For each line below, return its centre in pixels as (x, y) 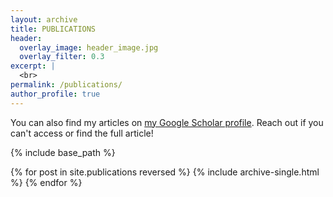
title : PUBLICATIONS (53, 29)
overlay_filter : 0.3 (62, 57)
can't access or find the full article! (82, 133)
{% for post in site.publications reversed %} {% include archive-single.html (165, 172)
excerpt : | (33, 66)
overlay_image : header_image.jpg (89, 47)
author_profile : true (55, 94)
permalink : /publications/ (66, 85)
